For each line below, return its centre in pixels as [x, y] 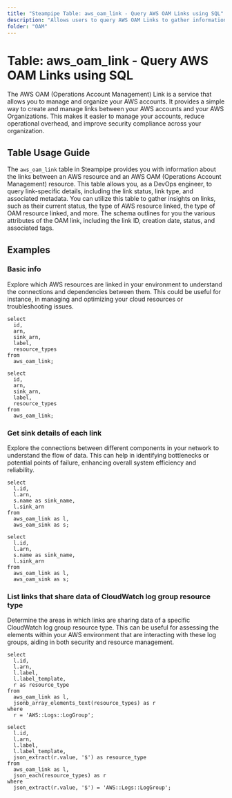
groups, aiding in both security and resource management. [91, 642]
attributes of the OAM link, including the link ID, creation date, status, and [111, 221]
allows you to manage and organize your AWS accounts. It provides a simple [116, 101]
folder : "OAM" [28, 26]
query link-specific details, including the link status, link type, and [100, 191]
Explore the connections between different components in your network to [113, 448]
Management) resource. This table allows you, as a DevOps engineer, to [110, 184]
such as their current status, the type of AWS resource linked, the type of [111, 206]
